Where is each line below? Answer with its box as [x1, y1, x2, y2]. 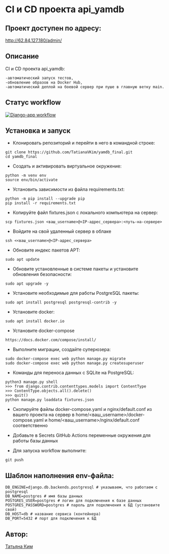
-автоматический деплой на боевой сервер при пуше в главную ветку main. [5, 84, 165, 90]
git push [5, 457, 24, 463]
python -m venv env [5, 173, 47, 178]
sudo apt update [5, 257, 40, 262]
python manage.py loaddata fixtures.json [5, 397, 94, 403]
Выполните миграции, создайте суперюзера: [12, 346, 111, 352]
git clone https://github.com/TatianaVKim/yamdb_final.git [5, 150, 133, 155]
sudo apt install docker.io [5, 319, 65, 324]
